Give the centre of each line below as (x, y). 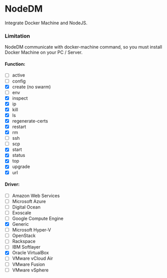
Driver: (12, 184)
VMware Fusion (28, 264)
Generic (20, 224)
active (19, 75)
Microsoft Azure (29, 201)
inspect (20, 98)
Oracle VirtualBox (30, 253)
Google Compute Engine (38, 219)
